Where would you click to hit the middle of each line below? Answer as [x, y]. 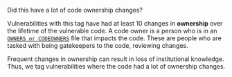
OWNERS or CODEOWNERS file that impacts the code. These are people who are [114, 38]
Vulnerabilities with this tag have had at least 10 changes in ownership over [115, 23]
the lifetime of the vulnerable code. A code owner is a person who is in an [112, 31]
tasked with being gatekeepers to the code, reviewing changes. [98, 45]
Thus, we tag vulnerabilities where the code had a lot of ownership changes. [116, 66]
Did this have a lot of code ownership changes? [75, 10]
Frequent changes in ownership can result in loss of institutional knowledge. [116, 59]
